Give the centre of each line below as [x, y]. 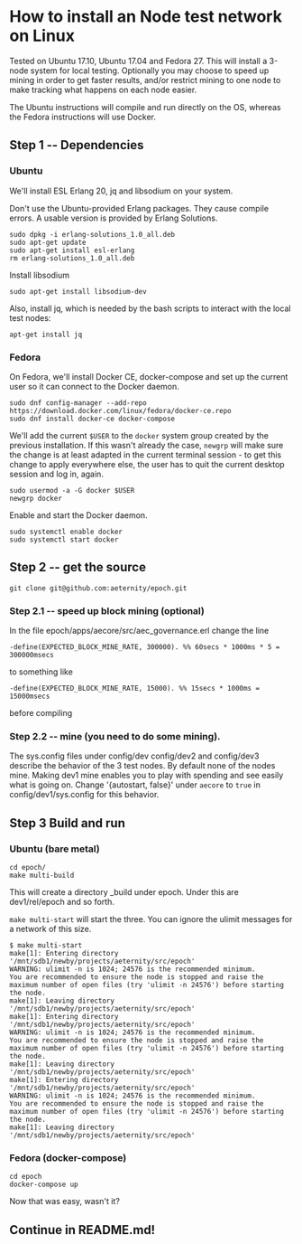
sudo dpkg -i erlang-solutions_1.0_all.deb [92, 234]
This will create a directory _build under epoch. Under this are [124, 892]
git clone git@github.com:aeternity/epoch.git [98, 588]
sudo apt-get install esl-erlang [72, 250]
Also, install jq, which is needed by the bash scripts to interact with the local [150, 308]
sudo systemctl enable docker [66, 532]
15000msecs [30, 697]
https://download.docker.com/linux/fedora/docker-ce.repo [120, 410]
